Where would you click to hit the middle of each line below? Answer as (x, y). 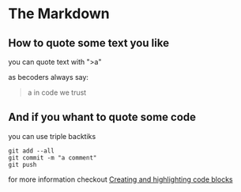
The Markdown (59, 14)
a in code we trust (57, 92)
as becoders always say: (49, 77)
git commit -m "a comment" (53, 158)
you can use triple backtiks (52, 136)
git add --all (32, 151)
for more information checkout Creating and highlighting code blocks (120, 179)
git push (23, 164)
